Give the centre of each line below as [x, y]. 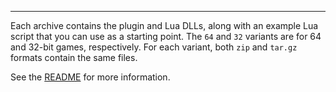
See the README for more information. [90, 77]
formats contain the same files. [74, 57]
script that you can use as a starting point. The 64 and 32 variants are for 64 [166, 36]
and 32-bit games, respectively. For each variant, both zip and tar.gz [154, 47]
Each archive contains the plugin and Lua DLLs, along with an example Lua [164, 25]
